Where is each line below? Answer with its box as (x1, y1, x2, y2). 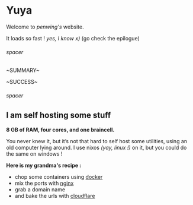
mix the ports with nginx (14, 179, 74, 187)
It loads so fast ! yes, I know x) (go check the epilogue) (6, 34, 140, 42)
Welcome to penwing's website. (6, 23, 84, 30)
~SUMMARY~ (6, 67, 40, 74)
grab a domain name (14, 185, 66, 193)
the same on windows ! (6, 150, 63, 157)
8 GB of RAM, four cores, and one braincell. (6, 126, 115, 133)
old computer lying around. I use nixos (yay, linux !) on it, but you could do (6, 144, 187, 151)
